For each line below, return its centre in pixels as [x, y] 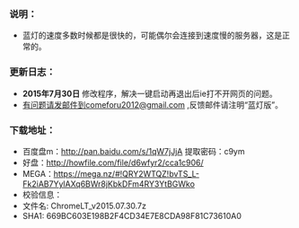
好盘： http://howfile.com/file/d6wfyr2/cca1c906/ [113, 162]
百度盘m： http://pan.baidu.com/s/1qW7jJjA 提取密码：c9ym [133, 151]
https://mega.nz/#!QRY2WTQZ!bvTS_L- [127, 173]
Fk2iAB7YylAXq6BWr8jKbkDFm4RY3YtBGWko [109, 184]
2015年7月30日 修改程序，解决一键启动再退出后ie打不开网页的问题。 [149, 93]
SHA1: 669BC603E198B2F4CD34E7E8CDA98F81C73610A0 [132, 215]
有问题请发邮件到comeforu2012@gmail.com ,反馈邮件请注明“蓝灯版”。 [152, 104]
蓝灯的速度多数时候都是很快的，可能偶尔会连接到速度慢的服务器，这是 [152, 35]
